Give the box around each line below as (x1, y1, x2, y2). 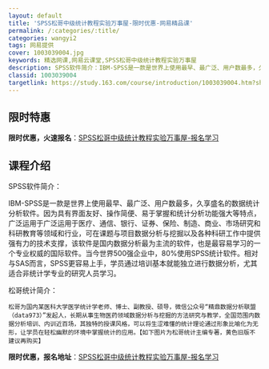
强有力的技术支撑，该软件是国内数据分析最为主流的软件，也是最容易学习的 (8, 239, 254, 248)
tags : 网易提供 (8, 42, 54, 50)
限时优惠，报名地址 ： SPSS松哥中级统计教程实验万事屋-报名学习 (8, 352, 219, 362)
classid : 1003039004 (8, 71, 78, 79)
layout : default (8, 11, 62, 20)
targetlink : (8, 78, 48, 86)
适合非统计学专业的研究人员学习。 (8, 269, 121, 279)
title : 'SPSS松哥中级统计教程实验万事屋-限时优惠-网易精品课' (8, 19, 194, 27)
